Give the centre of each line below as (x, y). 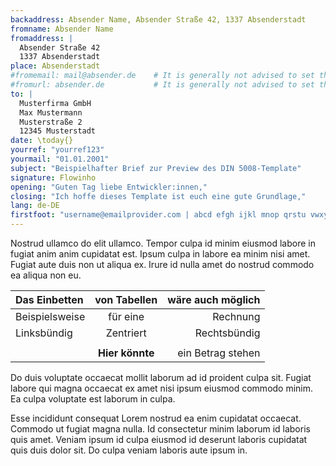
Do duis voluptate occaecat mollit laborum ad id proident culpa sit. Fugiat (161, 377)
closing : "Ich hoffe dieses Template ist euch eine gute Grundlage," (158, 196)
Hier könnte (126, 353)
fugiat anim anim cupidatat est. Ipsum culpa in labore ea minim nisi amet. (160, 254)
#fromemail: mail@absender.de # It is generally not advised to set (162, 76)
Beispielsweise (50, 316)
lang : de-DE (35, 206)
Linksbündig (44, 333)
